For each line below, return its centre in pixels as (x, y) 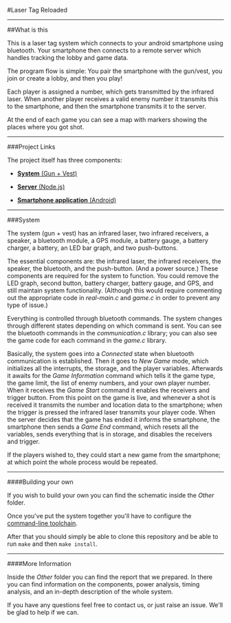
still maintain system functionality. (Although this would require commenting (114, 291)
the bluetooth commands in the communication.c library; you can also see (112, 333)
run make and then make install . (53, 544)
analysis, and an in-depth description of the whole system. (90, 592)
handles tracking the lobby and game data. (68, 57)
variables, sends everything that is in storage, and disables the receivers (110, 434)
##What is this (27, 30)
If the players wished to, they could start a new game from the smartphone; (114, 455)
